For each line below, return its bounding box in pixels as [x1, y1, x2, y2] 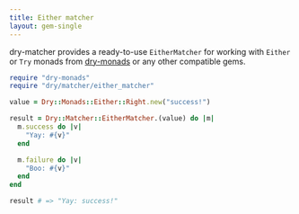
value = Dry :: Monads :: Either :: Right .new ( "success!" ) [9, 98, 211, 107]
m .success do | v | [17, 122, 83, 131]
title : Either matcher [9, 13, 94, 22]
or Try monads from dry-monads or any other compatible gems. [9, 56, 246, 67]
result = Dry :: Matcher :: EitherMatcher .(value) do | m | [9, 114, 215, 123]
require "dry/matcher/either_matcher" [9, 82, 154, 91]
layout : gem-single [9, 22, 83, 31]
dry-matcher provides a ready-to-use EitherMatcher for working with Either [9, 46, 291, 57]
